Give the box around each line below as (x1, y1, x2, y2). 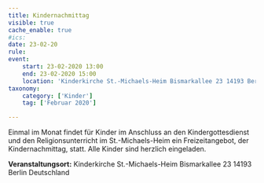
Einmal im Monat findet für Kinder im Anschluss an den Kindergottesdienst (8, 127, 250, 137)
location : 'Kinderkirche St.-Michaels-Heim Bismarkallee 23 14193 (22, 77, 244, 85)
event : (8, 56, 30, 64)
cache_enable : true (8, 26, 72, 34)
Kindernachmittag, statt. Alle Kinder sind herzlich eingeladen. (8, 145, 207, 154)
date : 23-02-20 (8, 41, 58, 49)
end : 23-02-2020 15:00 (22, 70, 97, 78)
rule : (8, 48, 26, 56)
